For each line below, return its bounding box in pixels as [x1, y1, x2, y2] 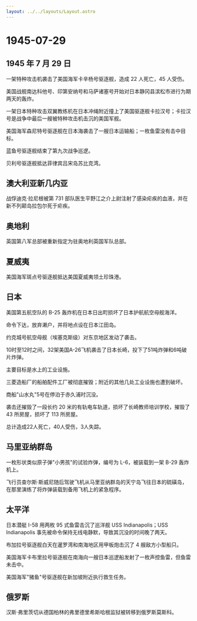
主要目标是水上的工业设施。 [6, 366, 73, 373]
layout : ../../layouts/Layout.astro [6, 8, 96, 15]
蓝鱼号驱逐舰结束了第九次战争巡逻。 [6, 147, 94, 154]
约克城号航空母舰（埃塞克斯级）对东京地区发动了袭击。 [6, 334, 140, 341]
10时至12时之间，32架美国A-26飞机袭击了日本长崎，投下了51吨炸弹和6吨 [6, 346, 182, 353]
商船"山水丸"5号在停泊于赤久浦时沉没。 [6, 391, 101, 398]
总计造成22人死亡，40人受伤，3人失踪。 [6, 423, 104, 430]
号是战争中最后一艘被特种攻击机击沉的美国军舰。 [6, 115, 124, 122]
